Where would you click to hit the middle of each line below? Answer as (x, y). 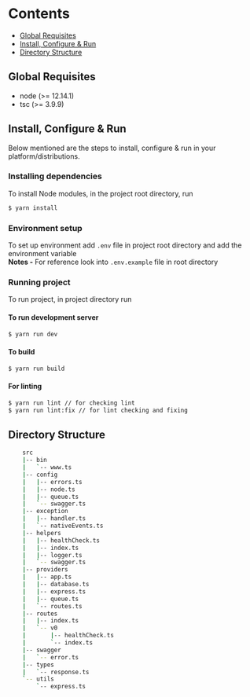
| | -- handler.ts (54, 519)
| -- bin (35, 460)
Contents (39, 14)
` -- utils (39, 679)
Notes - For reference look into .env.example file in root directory (113, 262)
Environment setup (45, 228)
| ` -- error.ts (51, 657)
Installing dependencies (55, 176)
